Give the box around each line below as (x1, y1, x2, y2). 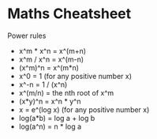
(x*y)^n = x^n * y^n (18, 96, 81, 106)
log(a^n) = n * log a (18, 122, 82, 131)
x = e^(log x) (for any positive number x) (18, 104, 150, 115)
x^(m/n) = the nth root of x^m (18, 88, 114, 97)
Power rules (7, 31, 47, 40)
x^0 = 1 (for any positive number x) (18, 71, 132, 81)
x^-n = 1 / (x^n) (18, 80, 68, 89)
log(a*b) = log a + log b (18, 113, 95, 122)
